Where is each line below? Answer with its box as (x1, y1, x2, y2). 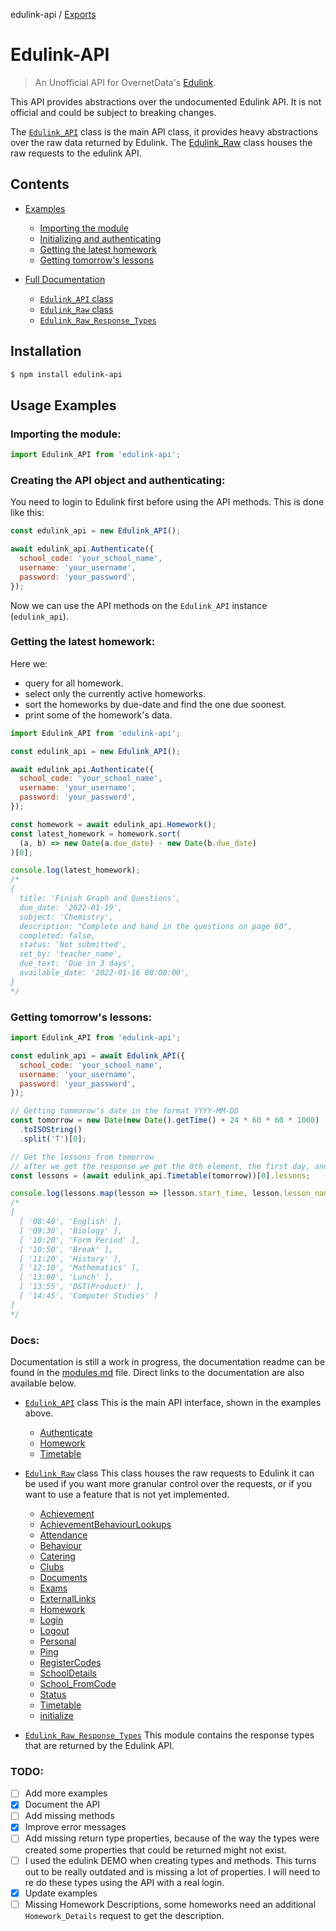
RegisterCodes (39, 1656, 102, 1668)
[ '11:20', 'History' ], (19, 1254, 123, 1264)
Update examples (24, 1887, 98, 1899)
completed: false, (19, 930, 97, 941)
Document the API (24, 1799, 101, 1811)
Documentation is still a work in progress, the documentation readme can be (10, 1355, 326, 1368)
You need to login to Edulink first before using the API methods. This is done (10, 496, 325, 508)
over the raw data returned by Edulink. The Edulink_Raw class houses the (10, 136, 313, 148)
